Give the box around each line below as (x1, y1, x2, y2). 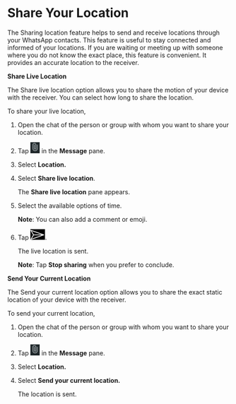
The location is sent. (17, 390, 77, 398)
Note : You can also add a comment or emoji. (17, 215, 148, 223)
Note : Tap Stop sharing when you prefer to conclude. (17, 260, 175, 269)
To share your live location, (7, 107, 86, 115)
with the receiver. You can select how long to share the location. (7, 93, 194, 102)
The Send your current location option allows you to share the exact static (7, 287, 223, 296)
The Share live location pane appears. (17, 187, 131, 196)
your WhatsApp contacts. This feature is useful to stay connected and (7, 35, 211, 44)
